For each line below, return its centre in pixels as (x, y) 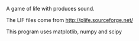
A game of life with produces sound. (50, 9)
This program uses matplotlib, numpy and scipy (64, 31)
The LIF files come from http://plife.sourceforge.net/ (70, 20)
